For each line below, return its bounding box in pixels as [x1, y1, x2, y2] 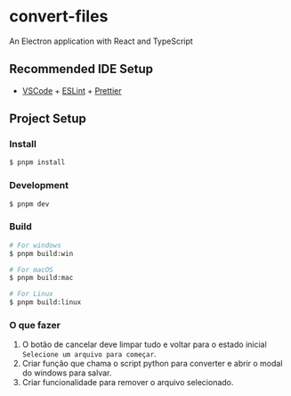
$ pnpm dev [9, 199, 50, 209]
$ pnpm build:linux [9, 298, 82, 307]
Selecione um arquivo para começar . [21, 349, 158, 359]
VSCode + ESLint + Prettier [21, 85, 122, 95]
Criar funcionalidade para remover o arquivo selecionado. [21, 377, 234, 388]
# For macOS [9, 265, 53, 274]
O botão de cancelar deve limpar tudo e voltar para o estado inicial [21, 339, 267, 350]
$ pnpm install [9, 158, 66, 167]
